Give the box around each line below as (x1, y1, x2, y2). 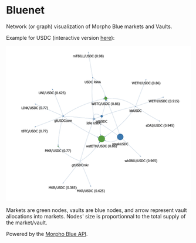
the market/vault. (6, 219, 48, 226)
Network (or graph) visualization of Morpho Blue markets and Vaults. (6, 23, 173, 30)
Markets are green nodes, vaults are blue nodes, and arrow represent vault (6, 207, 187, 214)
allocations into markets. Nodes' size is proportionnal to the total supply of (6, 213, 186, 220)
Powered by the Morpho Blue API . (6, 231, 88, 238)
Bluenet (6, 4, 45, 17)
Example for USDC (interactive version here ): (6, 34, 115, 41)
